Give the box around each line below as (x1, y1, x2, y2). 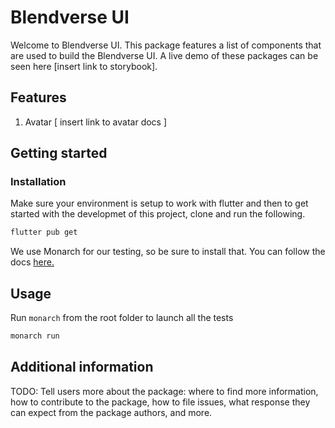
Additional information (10, 359, 154, 376)
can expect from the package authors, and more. (10, 406, 213, 418)
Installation (10, 175, 67, 189)
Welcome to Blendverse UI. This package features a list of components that (10, 39, 322, 51)
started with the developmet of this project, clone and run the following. (10, 208, 306, 220)
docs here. (10, 256, 55, 268)
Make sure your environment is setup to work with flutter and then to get (10, 197, 309, 210)
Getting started (10, 145, 108, 162)
